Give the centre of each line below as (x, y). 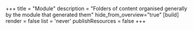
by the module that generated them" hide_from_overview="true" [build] (92, 15)
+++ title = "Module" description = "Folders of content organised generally (97, 9)
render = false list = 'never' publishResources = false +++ (76, 21)
